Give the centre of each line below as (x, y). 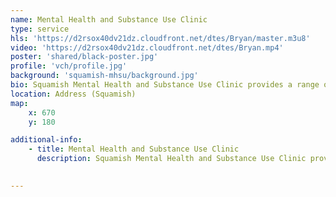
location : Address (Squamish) (73, 94)
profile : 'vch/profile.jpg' (69, 66)
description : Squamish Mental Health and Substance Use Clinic (171, 159)
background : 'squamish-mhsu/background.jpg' (104, 76)
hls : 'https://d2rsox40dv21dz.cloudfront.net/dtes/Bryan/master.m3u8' (160, 38)
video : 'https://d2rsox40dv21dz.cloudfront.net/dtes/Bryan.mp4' (147, 47)
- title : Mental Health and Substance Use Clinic (134, 149)
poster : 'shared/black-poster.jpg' (84, 57)
